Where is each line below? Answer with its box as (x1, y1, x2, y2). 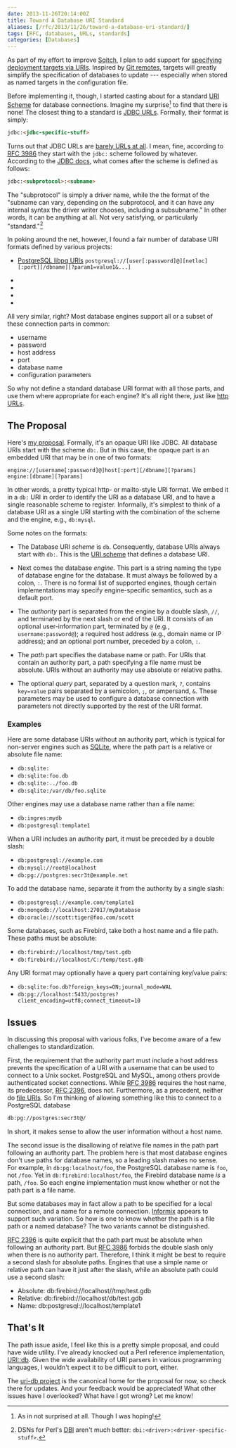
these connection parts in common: (7, 319, 110, 328)
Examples (7, 719, 42, 729)
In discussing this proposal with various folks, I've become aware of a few (7, 1035, 221, 1043)
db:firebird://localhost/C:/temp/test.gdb (17, 956, 144, 964)
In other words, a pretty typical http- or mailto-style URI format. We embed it (7, 485, 229, 493)
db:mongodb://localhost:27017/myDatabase (17, 907, 140, 914)
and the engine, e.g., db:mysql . (7, 515, 96, 523)
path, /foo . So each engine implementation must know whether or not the (7, 1178, 220, 1186)
